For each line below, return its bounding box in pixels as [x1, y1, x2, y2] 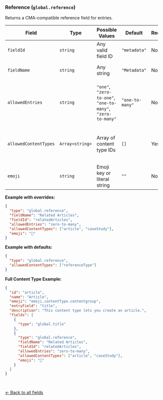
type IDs [96, 146, 116, 153]
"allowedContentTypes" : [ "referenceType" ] [9, 263, 97, 268]
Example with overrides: [5, 194, 55, 200]
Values [98, 33, 115, 39]
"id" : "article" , [9, 290, 45, 295]
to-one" [96, 95, 114, 101]
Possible [96, 26, 117, 33]
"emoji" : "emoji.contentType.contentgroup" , [9, 299, 101, 304]
